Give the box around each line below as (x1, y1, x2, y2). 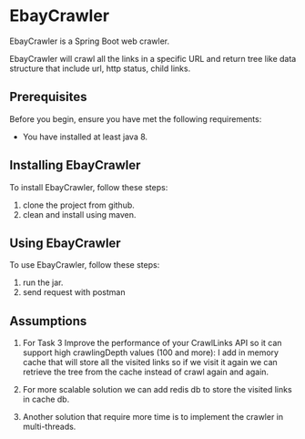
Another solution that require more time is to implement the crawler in (22, 412, 284, 423)
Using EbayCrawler (9, 235, 121, 250)
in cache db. (22, 393, 70, 405)
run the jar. (22, 277, 64, 288)
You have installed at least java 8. (22, 131, 148, 142)
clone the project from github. (22, 199, 135, 210)
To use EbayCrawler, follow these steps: (9, 260, 160, 271)
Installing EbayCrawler (9, 158, 141, 173)
